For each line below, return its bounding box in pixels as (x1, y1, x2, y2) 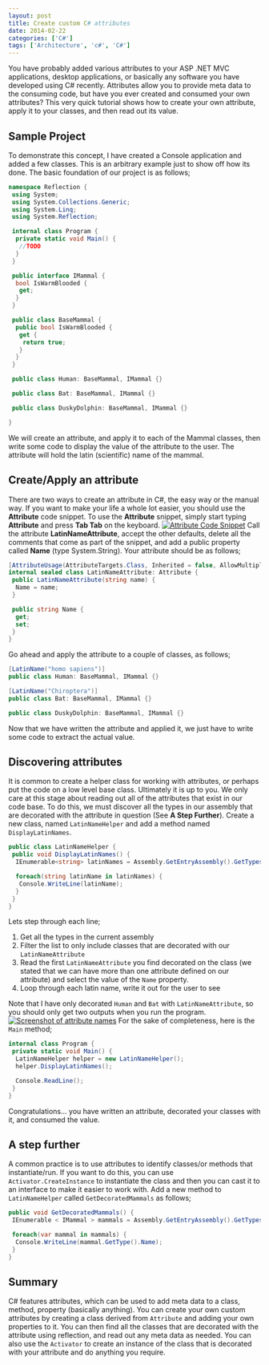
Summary (8, 1275, 58, 1289)
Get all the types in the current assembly (19, 932, 155, 942)
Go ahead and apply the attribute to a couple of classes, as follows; (8, 650, 231, 660)
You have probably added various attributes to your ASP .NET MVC (8, 63, 230, 73)
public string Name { (11, 605, 84, 613)
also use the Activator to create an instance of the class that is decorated (8, 1339, 252, 1349)
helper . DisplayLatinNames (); (15, 1063, 113, 1071)
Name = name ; (15, 584, 59, 592)
